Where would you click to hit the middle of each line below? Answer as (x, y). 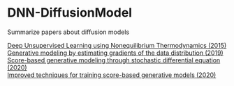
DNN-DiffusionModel (70, 13)
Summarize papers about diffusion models (68, 32)
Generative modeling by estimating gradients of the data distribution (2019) (115, 53)
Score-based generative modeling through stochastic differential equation (114, 60)
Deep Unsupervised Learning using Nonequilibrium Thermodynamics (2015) (117, 45)
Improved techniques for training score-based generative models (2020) (112, 75)
